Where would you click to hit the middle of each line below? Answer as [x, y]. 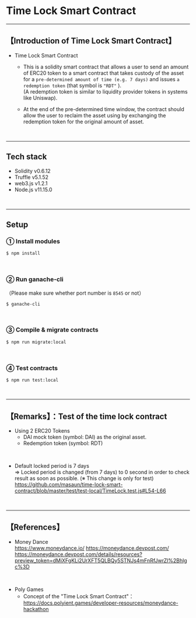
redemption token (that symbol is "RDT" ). [72, 85]
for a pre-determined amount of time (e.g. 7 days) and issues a [101, 79]
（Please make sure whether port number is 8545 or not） [75, 293]
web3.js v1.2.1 [31, 183]
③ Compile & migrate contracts [52, 330]
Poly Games [29, 589]
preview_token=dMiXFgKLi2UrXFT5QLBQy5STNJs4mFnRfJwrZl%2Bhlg [101, 560]
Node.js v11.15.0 [33, 189]
